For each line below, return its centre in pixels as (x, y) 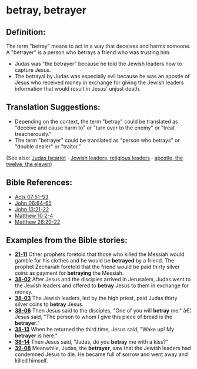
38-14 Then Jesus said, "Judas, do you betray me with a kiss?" (91, 342)
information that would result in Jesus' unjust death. (78, 89)
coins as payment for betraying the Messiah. (69, 273)
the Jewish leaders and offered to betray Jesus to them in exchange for (102, 285)
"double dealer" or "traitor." (48, 146)
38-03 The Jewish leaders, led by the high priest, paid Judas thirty (96, 298)
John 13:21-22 (32, 209)
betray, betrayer (46, 10)
